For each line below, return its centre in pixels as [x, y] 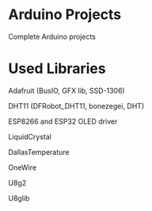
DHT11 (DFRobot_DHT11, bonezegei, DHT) [76, 105]
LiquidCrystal [30, 136]
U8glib [19, 198]
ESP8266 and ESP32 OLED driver [63, 121]
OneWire [23, 167]
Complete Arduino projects [52, 36]
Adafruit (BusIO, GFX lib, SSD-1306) [66, 90]
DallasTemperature [39, 152]
